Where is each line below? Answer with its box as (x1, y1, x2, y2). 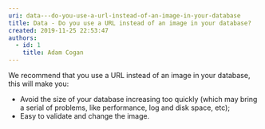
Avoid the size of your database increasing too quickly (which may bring (19, 95, 258, 104)
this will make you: (8, 79, 69, 88)
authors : (8, 33, 38, 42)
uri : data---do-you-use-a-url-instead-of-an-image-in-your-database (8, 11, 241, 20)
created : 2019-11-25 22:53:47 (8, 26, 109, 34)
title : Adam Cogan (22, 49, 84, 57)
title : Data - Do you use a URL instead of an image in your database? (8, 19, 251, 27)
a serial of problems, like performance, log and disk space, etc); (19, 103, 230, 112)
